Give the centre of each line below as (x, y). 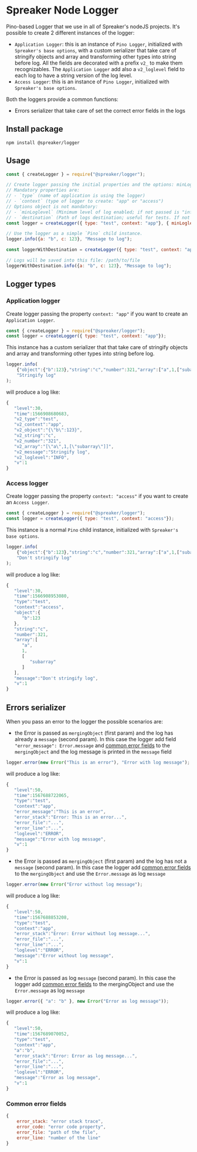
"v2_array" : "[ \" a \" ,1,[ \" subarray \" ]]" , (64, 446)
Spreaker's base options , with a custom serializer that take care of (96, 50)
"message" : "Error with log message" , (60, 839)
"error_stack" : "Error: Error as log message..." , (76, 1056)
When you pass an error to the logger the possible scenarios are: (84, 721)
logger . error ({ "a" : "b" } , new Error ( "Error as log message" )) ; (88, 1001)
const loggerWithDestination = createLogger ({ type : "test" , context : (94, 250)
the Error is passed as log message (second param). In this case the (95, 978)
